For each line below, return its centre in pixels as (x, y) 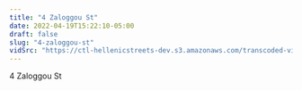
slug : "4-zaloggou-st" (52, 42)
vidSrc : (24, 51)
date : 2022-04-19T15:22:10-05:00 (72, 26)
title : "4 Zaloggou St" (54, 17)
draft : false (34, 34)
